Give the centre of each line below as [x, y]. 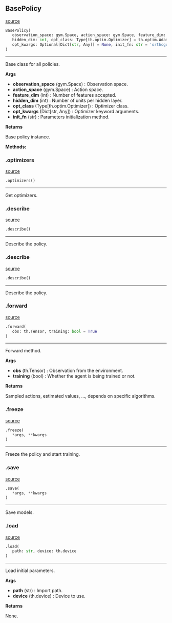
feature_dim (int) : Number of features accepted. [64, 95]
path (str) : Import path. [38, 591]
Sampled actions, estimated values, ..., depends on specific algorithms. [81, 396]
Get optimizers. [21, 195]
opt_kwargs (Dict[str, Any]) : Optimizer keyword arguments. [76, 111]
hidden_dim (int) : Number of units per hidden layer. [68, 100]
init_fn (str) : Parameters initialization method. [61, 117]
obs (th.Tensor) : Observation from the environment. [68, 371]
